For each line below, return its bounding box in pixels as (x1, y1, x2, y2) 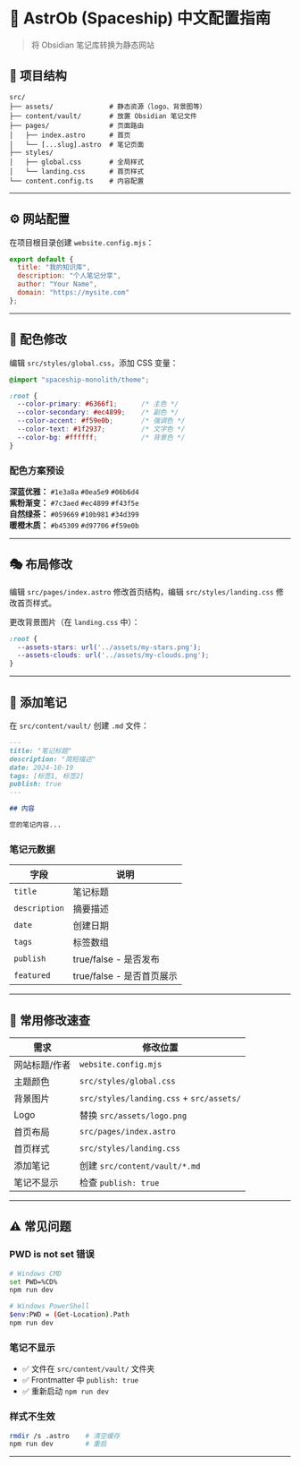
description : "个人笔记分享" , (17, 271, 122, 280)
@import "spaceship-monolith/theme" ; (9, 375, 150, 384)
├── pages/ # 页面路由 (9, 121, 145, 130)
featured (13, 971, 51, 981)
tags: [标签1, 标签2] (9, 771, 85, 780)
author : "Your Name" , (17, 279, 98, 289)
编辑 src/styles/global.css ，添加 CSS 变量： (9, 357, 179, 368)
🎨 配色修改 (9, 332, 67, 347)
